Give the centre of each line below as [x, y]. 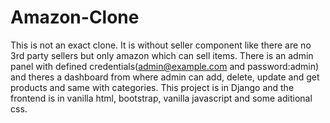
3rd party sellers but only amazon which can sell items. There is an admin [162, 55]
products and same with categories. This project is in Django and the [152, 87]
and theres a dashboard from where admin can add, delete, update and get [165, 77]
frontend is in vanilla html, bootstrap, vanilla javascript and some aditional [161, 98]
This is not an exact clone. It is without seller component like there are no [161, 45]
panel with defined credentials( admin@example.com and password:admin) [165, 66]
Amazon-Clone [75, 17]
